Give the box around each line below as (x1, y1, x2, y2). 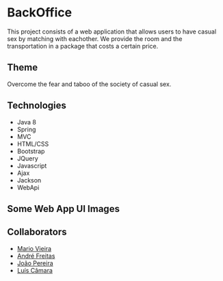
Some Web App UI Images (7, 203, 120, 215)
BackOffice (7, 5, 73, 21)
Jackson (16, 176, 42, 184)
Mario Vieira (16, 244, 52, 252)
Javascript (16, 161, 47, 170)
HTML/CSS (16, 139, 49, 148)
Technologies (7, 100, 67, 111)
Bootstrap (16, 147, 45, 155)
